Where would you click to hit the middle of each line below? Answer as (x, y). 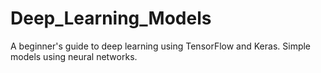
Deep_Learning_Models (111, 18)
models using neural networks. (74, 56)
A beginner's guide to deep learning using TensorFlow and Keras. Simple (161, 46)
